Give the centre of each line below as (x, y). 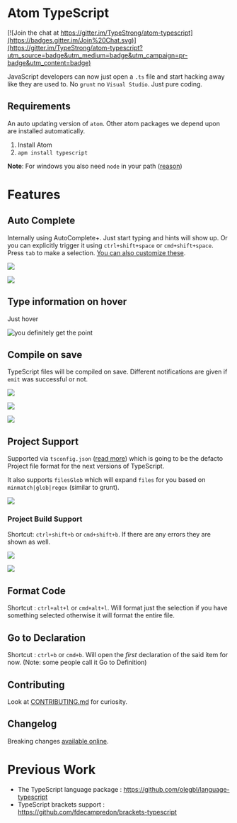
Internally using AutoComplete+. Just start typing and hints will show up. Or (117, 237)
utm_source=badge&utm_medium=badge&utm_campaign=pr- (98, 55)
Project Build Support (45, 519)
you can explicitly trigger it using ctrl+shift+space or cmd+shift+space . (110, 245)
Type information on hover (67, 302)
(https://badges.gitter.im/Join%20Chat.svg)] (72, 40)
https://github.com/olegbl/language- (177, 789)
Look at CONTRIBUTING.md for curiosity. (67, 701)
